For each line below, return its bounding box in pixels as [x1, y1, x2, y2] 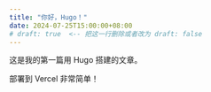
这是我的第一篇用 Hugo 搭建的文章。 [9, 55, 143, 65]
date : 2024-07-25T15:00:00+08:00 [9, 21, 133, 30]
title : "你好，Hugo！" [9, 12, 88, 22]
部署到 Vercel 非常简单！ [9, 73, 99, 84]
